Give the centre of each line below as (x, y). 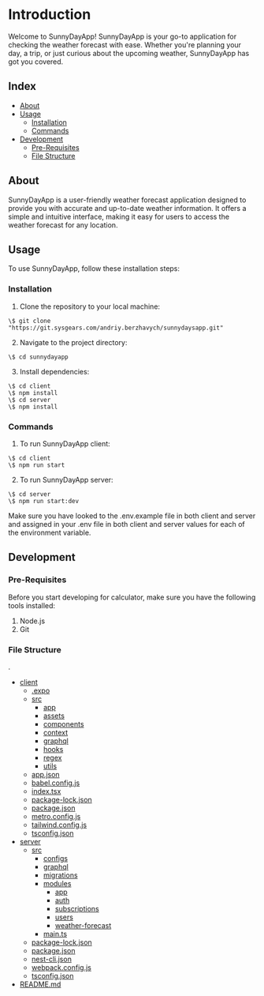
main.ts (55, 934)
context (56, 732)
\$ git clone (30, 321)
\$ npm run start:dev (44, 501)
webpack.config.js (61, 967)
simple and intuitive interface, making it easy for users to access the (119, 216)
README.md (40, 984)
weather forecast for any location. (63, 225)
